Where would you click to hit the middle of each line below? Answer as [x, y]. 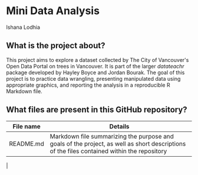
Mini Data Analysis [53, 11]
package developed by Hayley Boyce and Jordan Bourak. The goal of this [95, 72]
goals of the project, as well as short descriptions [118, 144]
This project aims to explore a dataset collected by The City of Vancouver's [98, 60]
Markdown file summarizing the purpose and [112, 136]
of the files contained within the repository [108, 151]
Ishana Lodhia [23, 27]
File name [27, 126]
